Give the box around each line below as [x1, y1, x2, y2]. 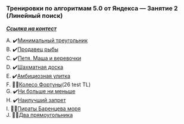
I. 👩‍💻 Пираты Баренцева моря [6, 105, 81, 112]
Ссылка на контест [6, 25, 57, 32]
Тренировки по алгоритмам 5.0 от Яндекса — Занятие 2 [6, 4, 178, 12]
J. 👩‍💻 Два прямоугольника [6, 112, 73, 119]
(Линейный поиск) [6, 11, 63, 20]
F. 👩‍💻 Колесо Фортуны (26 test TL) [6, 81, 91, 88]
